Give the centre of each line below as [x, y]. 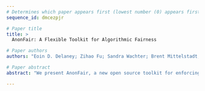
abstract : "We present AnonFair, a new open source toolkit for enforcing [103, 73]
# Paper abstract [28, 67]
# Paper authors [27, 51]
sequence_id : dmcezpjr [35, 18]
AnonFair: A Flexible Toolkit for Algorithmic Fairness [84, 40]
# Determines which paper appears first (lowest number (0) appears [95, 12]
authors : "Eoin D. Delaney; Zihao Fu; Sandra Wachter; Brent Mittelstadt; [103, 56]
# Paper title [24, 29]
